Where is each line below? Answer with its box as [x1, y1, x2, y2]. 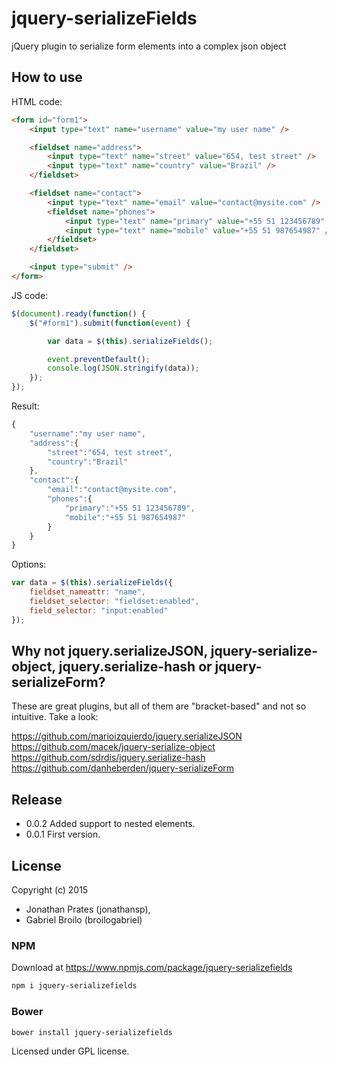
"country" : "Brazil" [47, 457, 129, 467]
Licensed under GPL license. [11, 1045, 130, 1057]
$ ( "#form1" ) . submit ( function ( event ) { [29, 318, 191, 328]
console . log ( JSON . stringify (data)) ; [47, 363, 200, 374]
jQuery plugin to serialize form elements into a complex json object [11, 40, 287, 52]
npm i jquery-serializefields [11, 981, 138, 991]
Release [11, 791, 63, 808]
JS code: [11, 289, 49, 301]
